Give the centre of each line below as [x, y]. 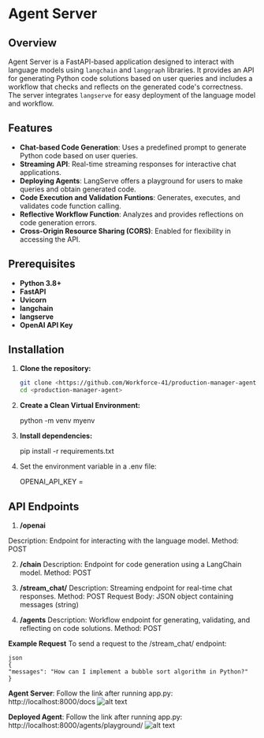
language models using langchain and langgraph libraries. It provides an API [131, 70]
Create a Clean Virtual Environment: [80, 406]
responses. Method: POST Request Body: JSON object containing [126, 596]
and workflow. [31, 104]
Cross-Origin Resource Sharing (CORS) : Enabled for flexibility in [125, 231]
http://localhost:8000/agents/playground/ [76, 725]
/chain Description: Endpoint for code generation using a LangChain [130, 564]
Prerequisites [42, 264]
